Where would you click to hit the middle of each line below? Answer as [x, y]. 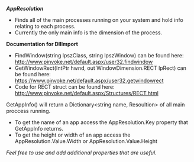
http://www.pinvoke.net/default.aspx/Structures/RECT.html [86, 93]
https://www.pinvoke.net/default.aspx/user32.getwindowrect [89, 80]
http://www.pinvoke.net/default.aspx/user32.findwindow [84, 62]
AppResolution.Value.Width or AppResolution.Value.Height [86, 141]
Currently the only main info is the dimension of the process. [88, 33]
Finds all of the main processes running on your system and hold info [99, 20]
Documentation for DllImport [42, 44]
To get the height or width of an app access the [72, 135]
